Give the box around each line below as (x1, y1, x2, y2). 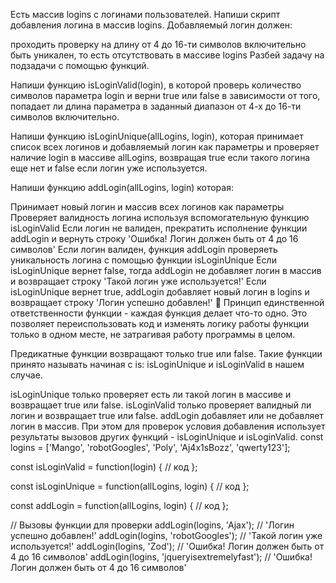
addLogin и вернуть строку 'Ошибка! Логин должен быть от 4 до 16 (10, 233, 299, 244)
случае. (10, 369, 43, 381)
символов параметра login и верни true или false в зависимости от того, (10, 90, 321, 101)
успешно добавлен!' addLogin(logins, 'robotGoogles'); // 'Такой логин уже (10, 530, 323, 541)
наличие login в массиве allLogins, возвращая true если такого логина (10, 152, 311, 163)
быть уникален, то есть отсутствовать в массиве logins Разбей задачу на (10, 49, 325, 61)
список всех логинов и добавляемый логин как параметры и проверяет (10, 141, 320, 153)
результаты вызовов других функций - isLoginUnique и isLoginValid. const (10, 431, 324, 443)
